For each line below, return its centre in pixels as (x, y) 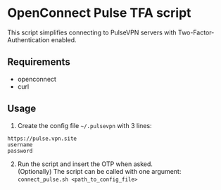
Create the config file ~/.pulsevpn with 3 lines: (85, 125)
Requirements (39, 62)
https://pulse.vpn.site (42, 139)
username (20, 145)
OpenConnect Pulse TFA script (99, 13)
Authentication (29, 39)
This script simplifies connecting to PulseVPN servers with (92, 32)
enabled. (64, 39)
